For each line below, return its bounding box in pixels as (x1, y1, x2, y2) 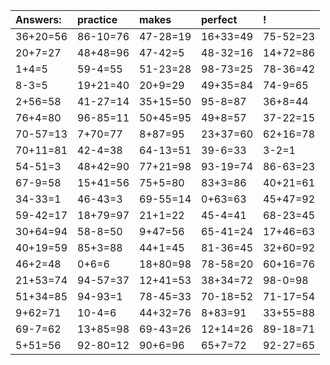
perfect (201, 13, 238, 26)
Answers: (15, 13, 62, 26)
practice (77, 13, 118, 26)
